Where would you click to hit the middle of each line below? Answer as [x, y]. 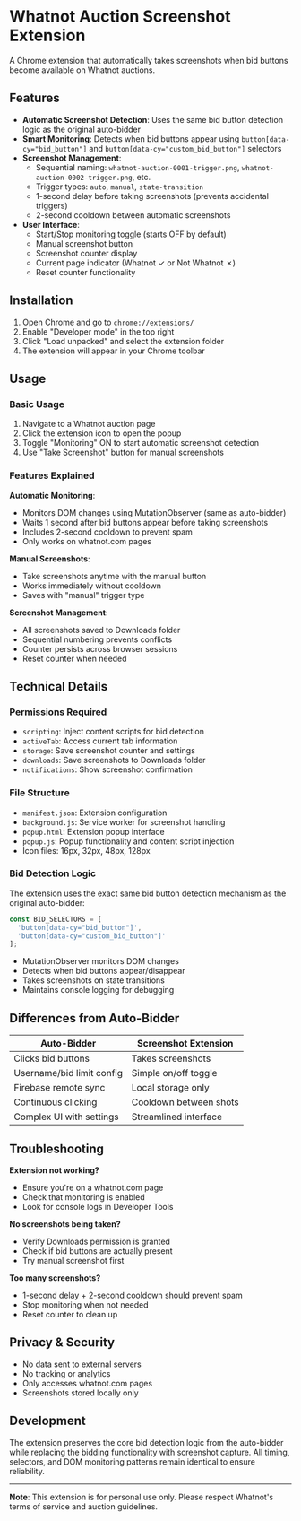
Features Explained [52, 475]
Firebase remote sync [60, 1088]
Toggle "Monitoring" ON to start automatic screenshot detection [141, 443]
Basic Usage [37, 404]
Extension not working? [55, 1170]
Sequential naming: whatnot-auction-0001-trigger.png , [138, 167]
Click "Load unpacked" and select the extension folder [123, 341]
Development [48, 1421]
